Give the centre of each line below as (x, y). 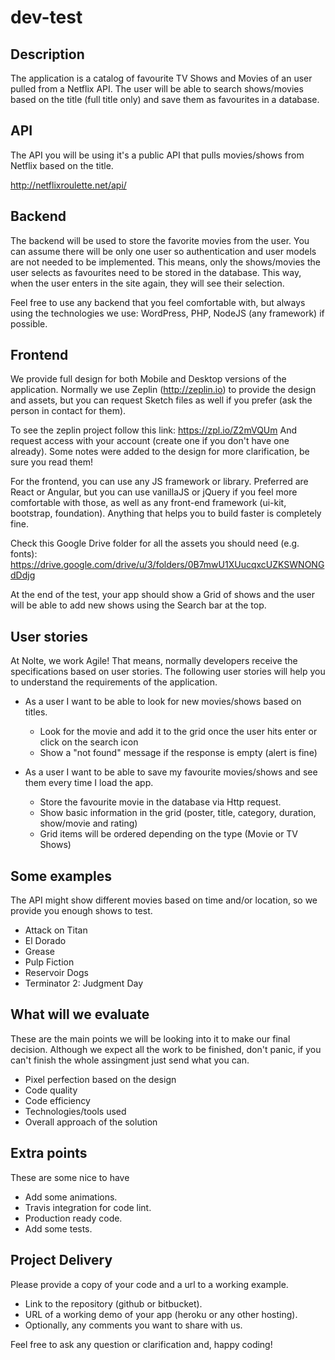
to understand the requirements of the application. (114, 682)
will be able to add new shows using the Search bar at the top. (138, 605)
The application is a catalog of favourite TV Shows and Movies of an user (161, 78)
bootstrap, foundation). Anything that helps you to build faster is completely (166, 513)
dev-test (46, 17)
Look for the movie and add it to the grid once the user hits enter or (178, 732)
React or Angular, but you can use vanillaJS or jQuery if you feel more (154, 492)
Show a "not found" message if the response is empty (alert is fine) (178, 753)
